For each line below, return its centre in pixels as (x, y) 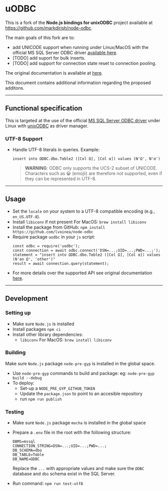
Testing (14, 412)
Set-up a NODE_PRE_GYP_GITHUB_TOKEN (57, 388)
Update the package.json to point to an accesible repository (81, 393)
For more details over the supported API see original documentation (82, 273)
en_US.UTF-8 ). (26, 216)
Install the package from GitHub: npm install (59, 227)
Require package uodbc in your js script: (54, 237)
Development (27, 299)
